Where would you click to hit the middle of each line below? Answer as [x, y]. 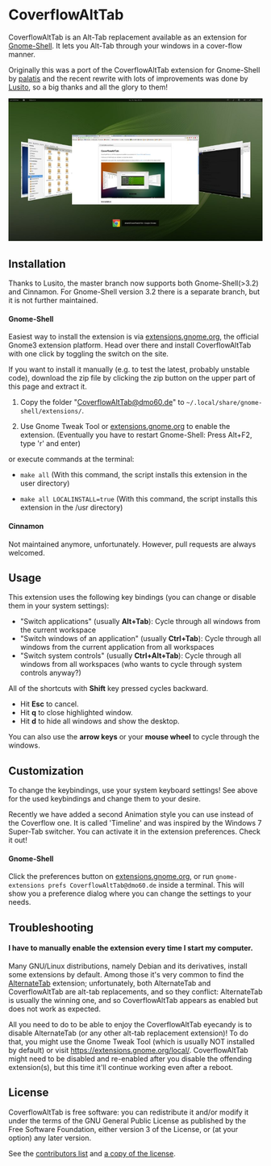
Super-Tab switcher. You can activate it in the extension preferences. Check [134, 831]
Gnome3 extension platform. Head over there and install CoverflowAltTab [130, 345]
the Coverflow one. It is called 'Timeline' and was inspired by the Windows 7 [135, 823]
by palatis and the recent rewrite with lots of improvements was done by [128, 78]
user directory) [45, 483]
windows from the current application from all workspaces [117, 648]
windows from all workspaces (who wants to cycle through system [131, 664]
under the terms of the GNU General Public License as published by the [127, 1120]
